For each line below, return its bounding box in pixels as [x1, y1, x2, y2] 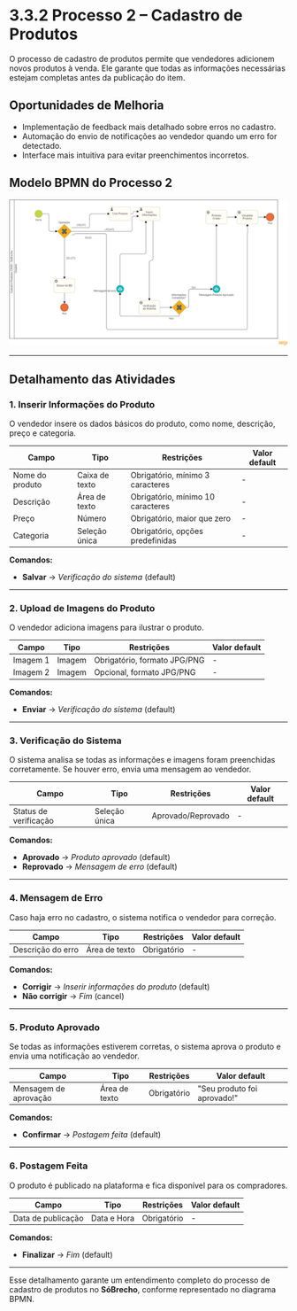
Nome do [12, 469, 47, 480]
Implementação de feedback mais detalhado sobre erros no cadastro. [21, 121, 277, 132]
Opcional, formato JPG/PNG [94, 667, 196, 678]
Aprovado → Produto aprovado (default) [21, 852, 171, 863]
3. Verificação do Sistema [9, 734, 122, 747]
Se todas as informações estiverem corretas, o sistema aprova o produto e [9, 1042, 281, 1052]
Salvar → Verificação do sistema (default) [21, 572, 176, 583]
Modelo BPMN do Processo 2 [9, 175, 172, 190]
